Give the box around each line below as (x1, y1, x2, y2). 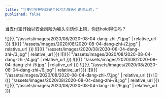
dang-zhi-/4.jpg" (5, 56, 39, 62)
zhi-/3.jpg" (5, 51, 27, 57)
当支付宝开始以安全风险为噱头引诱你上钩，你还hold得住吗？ (5, 25, 127, 32)
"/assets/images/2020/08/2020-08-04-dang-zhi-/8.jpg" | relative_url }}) (11, 77, 159, 83)
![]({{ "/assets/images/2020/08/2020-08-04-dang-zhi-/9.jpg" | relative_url (5, 82, 158, 88)
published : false (5, 12, 41, 17)
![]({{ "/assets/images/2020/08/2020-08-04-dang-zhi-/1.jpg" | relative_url (5, 35, 157, 42)
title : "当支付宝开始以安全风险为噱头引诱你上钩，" (5, 7, 98, 12)
